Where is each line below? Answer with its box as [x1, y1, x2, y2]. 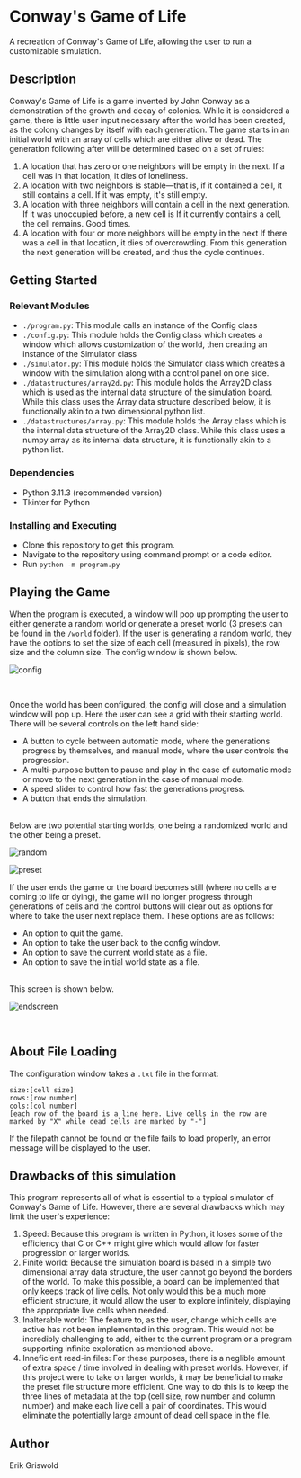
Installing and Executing [9, 519, 117, 531]
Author [9, 1436, 49, 1451]
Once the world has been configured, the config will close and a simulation [9, 699, 287, 709]
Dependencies [9, 467, 75, 479]
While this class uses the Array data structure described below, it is [22, 396, 272, 407]
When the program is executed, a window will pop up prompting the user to [9, 609, 289, 619]
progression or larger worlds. [22, 1248, 130, 1259]
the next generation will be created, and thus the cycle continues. [22, 246, 265, 257]
